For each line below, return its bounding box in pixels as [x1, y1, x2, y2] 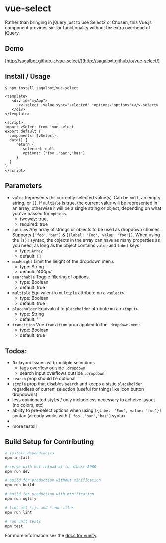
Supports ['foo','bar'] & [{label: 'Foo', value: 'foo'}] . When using [12, 232, 160, 238]
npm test [5, 523, 23, 529]
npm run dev [5, 469, 30, 474]
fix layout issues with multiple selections [12, 360, 95, 366]
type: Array [19, 248, 43, 254]
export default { [5, 129, 41, 134]
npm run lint [5, 510, 32, 515]
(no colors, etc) [12, 402, 44, 408]
